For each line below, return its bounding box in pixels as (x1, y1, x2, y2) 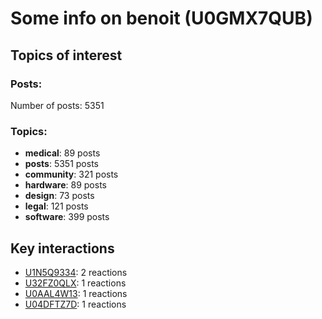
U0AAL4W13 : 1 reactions (24, 287, 128, 299)
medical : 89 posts (24, 147, 101, 159)
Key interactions (10, 240, 115, 257)
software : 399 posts (24, 211, 110, 223)
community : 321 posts (24, 168, 119, 181)
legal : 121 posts (24, 200, 89, 212)
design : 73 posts (24, 190, 95, 202)
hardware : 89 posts (24, 179, 107, 191)
